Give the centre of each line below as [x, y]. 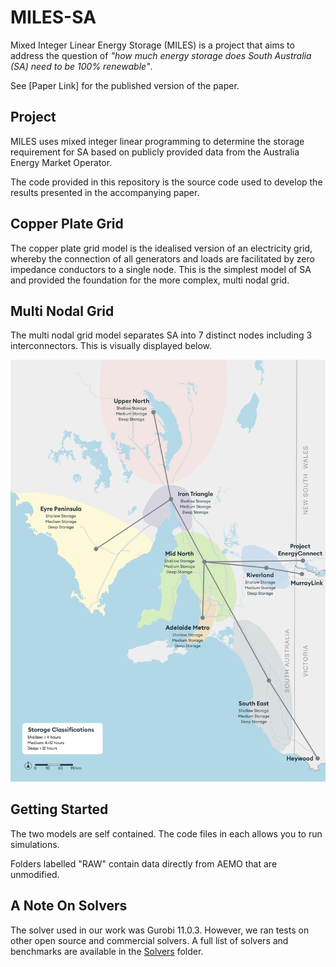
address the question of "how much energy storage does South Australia [161, 55]
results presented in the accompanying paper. [105, 192]
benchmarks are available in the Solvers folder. [107, 951]
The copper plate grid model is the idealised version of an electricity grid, [161, 248]
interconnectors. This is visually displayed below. [111, 346]
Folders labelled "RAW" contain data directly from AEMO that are [144, 863]
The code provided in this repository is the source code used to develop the [166, 182]
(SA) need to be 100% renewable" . [81, 66]
